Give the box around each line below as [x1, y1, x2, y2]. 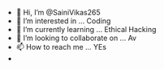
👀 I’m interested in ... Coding [15, 16, 111, 26]
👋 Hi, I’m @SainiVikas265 [15, 8, 101, 17]
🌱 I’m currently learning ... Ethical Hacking [15, 25, 157, 34]
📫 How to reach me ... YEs [15, 43, 107, 51]
